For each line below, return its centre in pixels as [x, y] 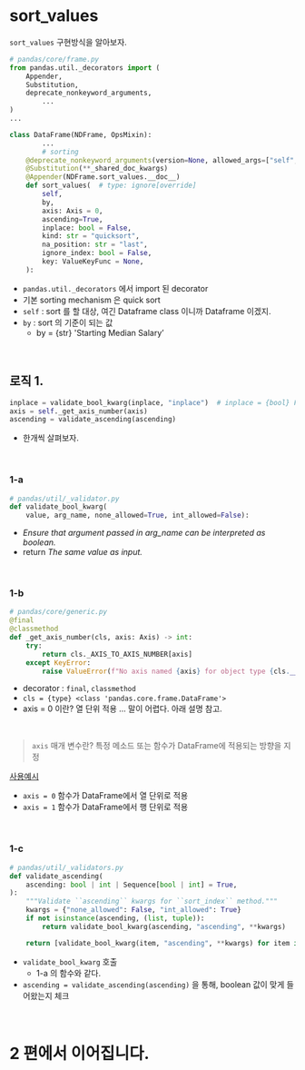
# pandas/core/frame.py [54, 59]
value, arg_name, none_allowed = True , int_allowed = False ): [138, 515]
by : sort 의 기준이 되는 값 [68, 322]
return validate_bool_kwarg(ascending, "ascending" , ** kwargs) [164, 926]
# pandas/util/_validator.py [64, 499]
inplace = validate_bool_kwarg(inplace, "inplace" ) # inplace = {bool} [150, 402]
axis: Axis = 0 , [73, 211]
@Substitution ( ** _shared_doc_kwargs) [97, 169]
